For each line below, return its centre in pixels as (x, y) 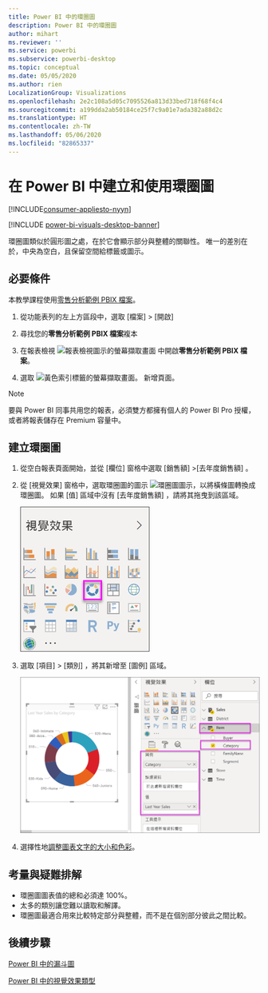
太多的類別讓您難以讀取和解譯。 (72, 905)
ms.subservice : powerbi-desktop (62, 59)
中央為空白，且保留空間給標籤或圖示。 (85, 251)
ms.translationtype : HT (48, 118)
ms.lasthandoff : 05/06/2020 (55, 135)
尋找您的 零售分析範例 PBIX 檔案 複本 (79, 333)
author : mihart (33, 34)
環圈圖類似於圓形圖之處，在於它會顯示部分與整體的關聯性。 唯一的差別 (124, 241)
